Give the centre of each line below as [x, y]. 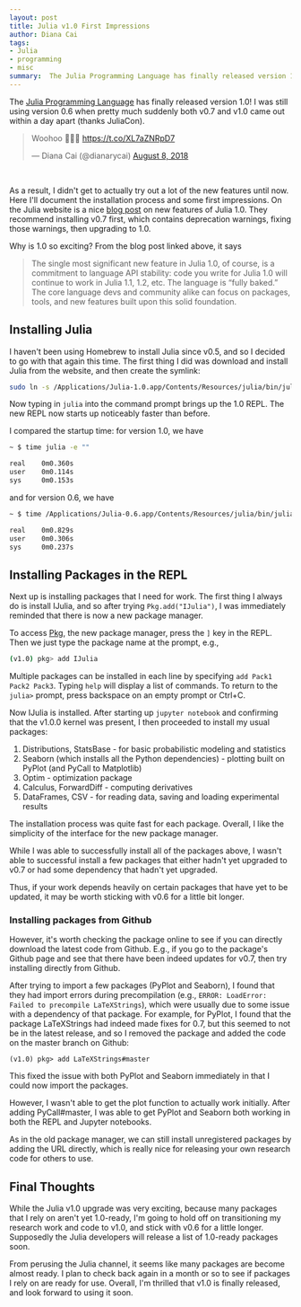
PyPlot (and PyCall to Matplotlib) [82, 768]
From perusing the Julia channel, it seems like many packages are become [147, 1264]
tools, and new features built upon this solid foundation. [134, 301]
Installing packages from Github [81, 920]
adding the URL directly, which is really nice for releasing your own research [150, 1149]
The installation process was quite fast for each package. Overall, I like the [147, 824]
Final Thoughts [52, 1187]
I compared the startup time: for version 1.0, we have [107, 431]
